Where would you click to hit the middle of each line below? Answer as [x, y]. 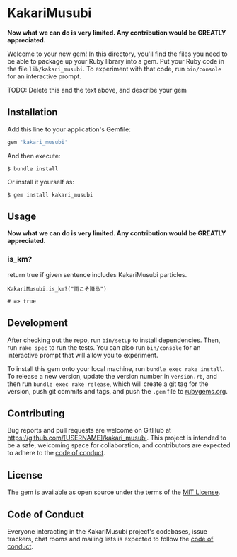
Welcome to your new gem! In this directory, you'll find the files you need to [117, 54]
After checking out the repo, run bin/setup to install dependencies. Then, [114, 340]
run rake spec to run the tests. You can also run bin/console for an [104, 347]
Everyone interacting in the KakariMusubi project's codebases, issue [107, 531]
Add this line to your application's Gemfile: [69, 129]
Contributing [36, 413]
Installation [33, 112]
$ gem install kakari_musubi [50, 195]
